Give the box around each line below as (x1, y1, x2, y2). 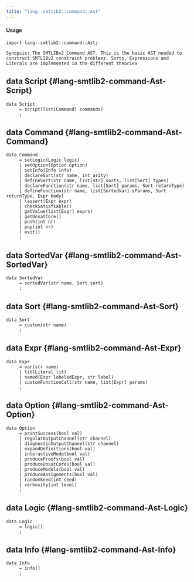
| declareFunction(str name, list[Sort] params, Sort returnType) (19, 183, 185, 189)
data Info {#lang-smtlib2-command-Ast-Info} (6, 544, 176, 554)
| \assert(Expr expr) (19, 198, 72, 205)
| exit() (19, 229, 41, 235)
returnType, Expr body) (6, 193, 64, 199)
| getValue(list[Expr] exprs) (19, 209, 93, 215)
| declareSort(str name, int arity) (19, 173, 109, 179)
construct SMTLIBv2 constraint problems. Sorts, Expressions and (6, 55, 169, 61)
